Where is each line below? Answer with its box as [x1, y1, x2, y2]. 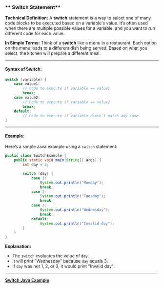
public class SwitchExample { [5, 153, 67, 158]
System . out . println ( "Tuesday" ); [40, 194, 106, 199]
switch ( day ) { [22, 171, 54, 176]
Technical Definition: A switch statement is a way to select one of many [5, 15, 151, 21]
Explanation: [5, 244, 32, 249]
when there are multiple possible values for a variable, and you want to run [5, 25, 155, 31]
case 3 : [31, 203, 47, 208]
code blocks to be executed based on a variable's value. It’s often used [5, 20, 148, 26]
